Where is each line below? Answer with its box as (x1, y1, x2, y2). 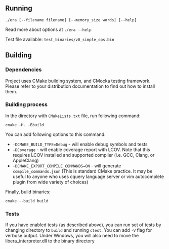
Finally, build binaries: (5, 189, 51, 195)
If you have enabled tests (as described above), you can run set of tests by (5, 222, 161, 228)
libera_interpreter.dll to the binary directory (5, 238, 95, 244)
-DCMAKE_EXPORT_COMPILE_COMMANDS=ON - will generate (12, 162, 121, 169)
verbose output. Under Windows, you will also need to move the (5, 233, 139, 239)
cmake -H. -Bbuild (5, 122, 44, 127)
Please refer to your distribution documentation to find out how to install (5, 83, 155, 89)
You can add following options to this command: (5, 131, 106, 137)
